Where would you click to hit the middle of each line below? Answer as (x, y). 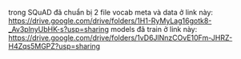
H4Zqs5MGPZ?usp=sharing (54, 46)
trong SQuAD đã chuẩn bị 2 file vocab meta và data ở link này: (111, 12)
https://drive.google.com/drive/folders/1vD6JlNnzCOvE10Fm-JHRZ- (120, 37)
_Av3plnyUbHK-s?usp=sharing (59, 29)
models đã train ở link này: (154, 29)
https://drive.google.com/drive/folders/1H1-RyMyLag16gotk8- (110, 21)
